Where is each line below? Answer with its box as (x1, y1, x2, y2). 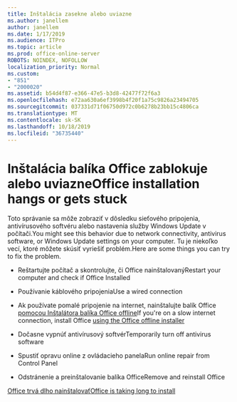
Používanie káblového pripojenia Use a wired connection (17, 287, 183, 296)
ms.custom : (7, 70, 40, 77)
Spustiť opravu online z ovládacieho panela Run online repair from (17, 351, 210, 360)
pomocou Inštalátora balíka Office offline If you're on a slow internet (17, 309, 216, 317)
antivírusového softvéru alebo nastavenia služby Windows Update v (7, 222, 206, 230)
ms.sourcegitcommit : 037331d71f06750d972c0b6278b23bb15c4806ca (7, 103, 199, 110)
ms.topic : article (7, 43, 62, 51)
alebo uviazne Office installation (7, 175, 200, 192)
